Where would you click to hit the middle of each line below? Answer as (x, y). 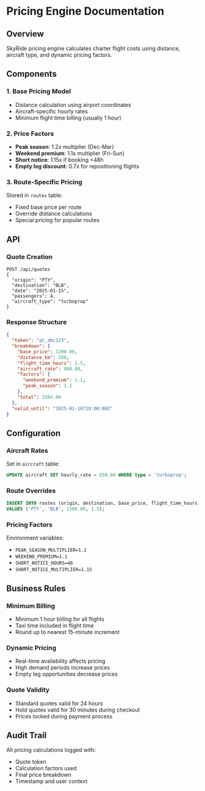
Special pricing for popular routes (57, 220)
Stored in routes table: (34, 195)
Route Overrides (31, 491)
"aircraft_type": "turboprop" (50, 301)
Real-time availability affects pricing (60, 661)
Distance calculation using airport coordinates (73, 104)
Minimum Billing (31, 605)
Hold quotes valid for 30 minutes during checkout (77, 710)
